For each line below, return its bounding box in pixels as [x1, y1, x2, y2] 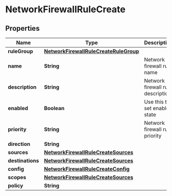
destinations [8, 157, 39, 164]
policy [8, 182, 24, 189]
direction [8, 141, 31, 147]
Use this [144, 98, 164, 105]
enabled [8, 105, 28, 112]
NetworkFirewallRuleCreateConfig [44, 165, 130, 172]
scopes [8, 174, 27, 181]
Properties [5, 24, 40, 33]
